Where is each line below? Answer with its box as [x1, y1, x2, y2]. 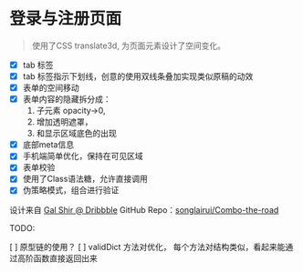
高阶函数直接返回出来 [16, 252, 98, 264]
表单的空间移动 [22, 83, 79, 94]
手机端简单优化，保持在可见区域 [22, 151, 143, 162]
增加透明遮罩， [36, 116, 93, 127]
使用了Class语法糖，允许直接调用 [22, 174, 149, 185]
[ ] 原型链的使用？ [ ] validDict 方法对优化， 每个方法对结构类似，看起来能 [9, 241, 286, 252]
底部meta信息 [22, 139, 75, 150]
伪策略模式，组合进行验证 [22, 185, 120, 196]
